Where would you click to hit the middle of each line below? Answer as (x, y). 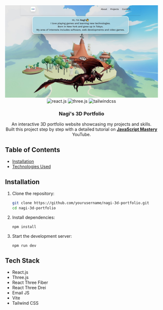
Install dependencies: (33, 217)
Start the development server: (42, 236)
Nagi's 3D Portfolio (81, 114)
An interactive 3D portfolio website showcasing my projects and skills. (81, 124)
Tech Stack (22, 260)
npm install (24, 227)
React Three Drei (29, 288)
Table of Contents (33, 150)
